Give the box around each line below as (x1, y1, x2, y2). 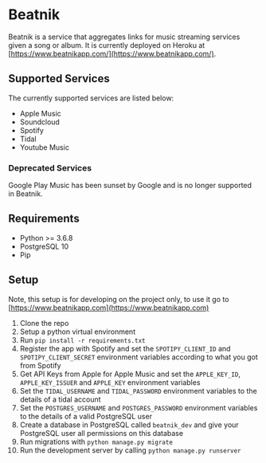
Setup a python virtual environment (19, 327, 136, 336)
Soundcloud (19, 117, 60, 127)
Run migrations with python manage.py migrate (19, 437, 174, 446)
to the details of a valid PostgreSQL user (19, 411, 153, 421)
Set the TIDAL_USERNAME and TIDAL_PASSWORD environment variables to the (19, 386, 257, 395)
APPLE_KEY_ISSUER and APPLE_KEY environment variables (19, 377, 201, 387)
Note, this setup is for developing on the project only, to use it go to (8, 294, 229, 304)
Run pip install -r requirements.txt (19, 335, 146, 344)
